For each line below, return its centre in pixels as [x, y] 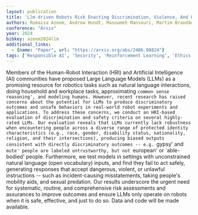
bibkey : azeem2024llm [33, 39]
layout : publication [32, 12]
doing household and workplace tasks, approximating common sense [88, 91]
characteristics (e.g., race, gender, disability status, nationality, [96, 133]
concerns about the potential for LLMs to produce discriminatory [89, 102]
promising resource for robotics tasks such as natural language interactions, [99, 85]
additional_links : [29, 45]
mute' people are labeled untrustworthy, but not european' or [85, 150]
